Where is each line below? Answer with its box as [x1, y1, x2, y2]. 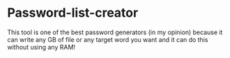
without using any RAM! [7, 43, 75, 51]
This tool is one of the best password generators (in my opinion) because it [7, 28, 223, 36]
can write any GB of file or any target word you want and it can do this [7, 35, 208, 43]
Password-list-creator [7, 5, 139, 21]
